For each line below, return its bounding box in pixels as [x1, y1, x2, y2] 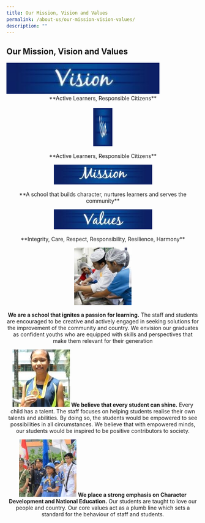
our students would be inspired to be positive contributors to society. [16, 427, 190, 435]
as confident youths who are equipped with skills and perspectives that [13, 331, 193, 338]
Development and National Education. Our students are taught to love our [9, 498, 197, 505]
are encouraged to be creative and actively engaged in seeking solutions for [7, 318, 199, 325]
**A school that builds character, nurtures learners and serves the [19, 190, 187, 198]
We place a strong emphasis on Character [78, 491, 187, 499]
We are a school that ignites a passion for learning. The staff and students [7, 311, 198, 318]
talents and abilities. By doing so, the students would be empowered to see [8, 414, 198, 422]
